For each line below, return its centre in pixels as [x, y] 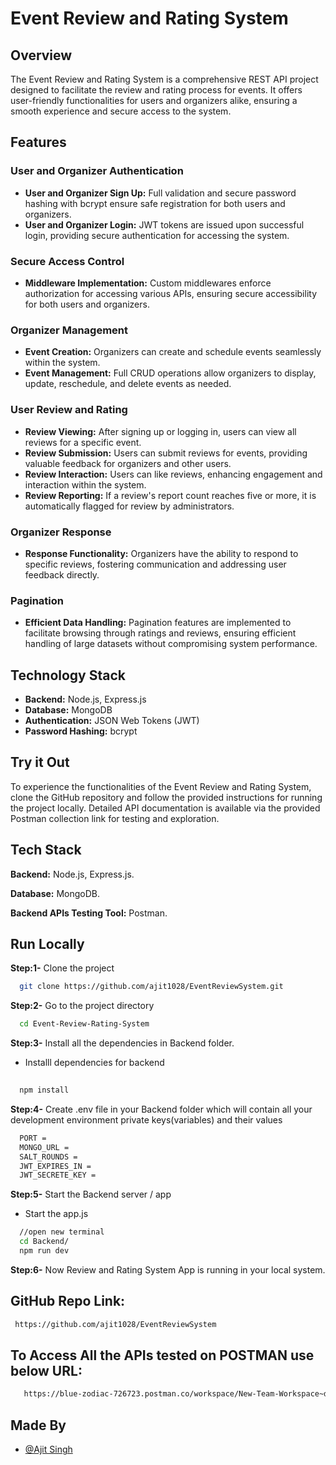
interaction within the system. [85, 484]
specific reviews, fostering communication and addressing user [155, 564]
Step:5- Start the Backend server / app [91, 1194]
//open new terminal [62, 1232]
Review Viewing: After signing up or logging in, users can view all [160, 431]
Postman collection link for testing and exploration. [115, 818]
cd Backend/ [44, 1242]
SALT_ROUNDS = [48, 1157]
